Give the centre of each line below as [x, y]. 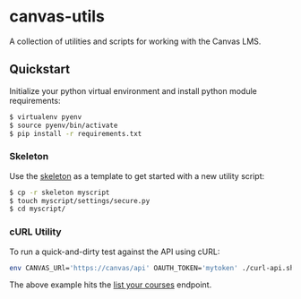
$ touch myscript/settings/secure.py [80, 201]
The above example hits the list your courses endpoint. [111, 285]
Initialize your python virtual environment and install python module [133, 90]
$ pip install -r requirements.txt [76, 133]
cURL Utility [35, 232]
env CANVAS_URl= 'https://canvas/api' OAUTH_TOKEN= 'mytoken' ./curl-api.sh [152, 268]
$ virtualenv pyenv [46, 117]
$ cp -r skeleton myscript [60, 192]
